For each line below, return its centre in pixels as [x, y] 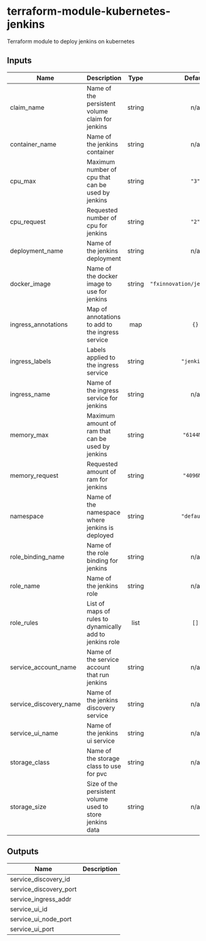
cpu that [98, 177]
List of [96, 604]
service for [102, 398]
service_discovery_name [46, 704]
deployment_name [37, 251]
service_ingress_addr [41, 899]
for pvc [97, 774]
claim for [99, 119]
